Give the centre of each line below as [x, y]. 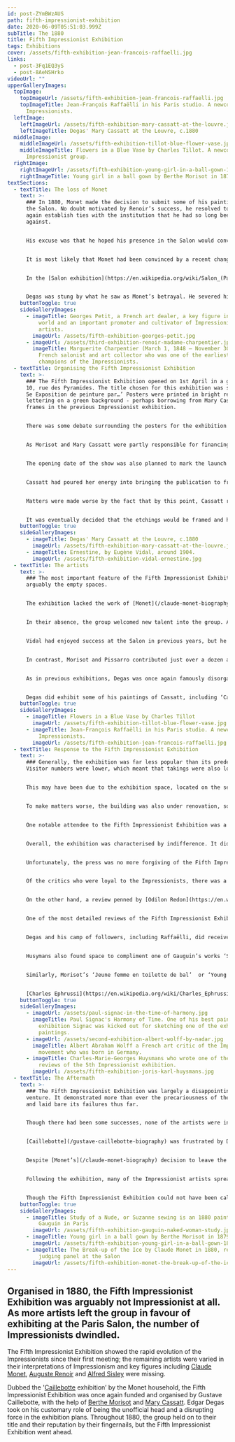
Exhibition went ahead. [40, 1432]
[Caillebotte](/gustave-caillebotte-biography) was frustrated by [124, 1142]
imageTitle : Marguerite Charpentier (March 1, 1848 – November [126, 349]
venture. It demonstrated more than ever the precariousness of [121, 1098]
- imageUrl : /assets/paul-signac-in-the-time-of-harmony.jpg [117, 1013]
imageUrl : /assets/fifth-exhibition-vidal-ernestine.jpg [117, 559]
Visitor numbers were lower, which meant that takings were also [123, 769]
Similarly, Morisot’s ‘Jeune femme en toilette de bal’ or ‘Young [126, 975]
